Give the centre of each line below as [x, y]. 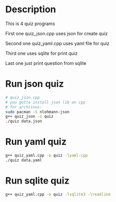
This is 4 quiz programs [30, 24]
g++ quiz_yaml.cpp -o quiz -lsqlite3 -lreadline [58, 194]
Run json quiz [35, 84]
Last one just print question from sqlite [46, 63]
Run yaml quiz [36, 142]
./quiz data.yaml [24, 160]
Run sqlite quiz [38, 181]
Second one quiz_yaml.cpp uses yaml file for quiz [57, 43]
